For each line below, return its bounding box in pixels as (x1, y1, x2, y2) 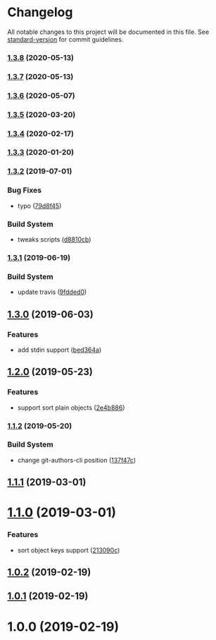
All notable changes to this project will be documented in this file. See (7, 28, 210, 36)
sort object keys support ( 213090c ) (17, 545, 120, 555)
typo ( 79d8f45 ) (17, 201, 62, 210)
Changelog (7, 4, 73, 20)
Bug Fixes (7, 185, 42, 195)
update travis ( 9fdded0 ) (17, 288, 87, 297)
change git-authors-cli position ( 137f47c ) (17, 456, 136, 464)
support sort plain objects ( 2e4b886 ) (17, 403, 125, 412)
